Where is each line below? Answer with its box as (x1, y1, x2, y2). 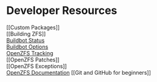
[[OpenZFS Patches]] (6, 56, 60, 63)
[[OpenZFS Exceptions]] (6, 62, 67, 70)
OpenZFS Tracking (6, 49, 54, 56)
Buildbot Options (6, 43, 49, 50)
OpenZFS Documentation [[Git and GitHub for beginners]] (6, 69, 151, 76)
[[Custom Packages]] (6, 24, 60, 31)
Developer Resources (6, 4, 117, 18)
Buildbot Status (6, 36, 45, 44)
